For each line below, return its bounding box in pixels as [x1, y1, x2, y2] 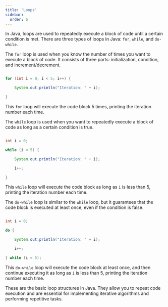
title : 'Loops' [5, 7, 37, 13]
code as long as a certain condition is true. [5, 124, 94, 130]
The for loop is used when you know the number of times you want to [5, 51, 151, 57]
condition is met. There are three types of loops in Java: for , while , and [5, 36, 154, 42]
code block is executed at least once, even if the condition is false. [5, 204, 144, 210]
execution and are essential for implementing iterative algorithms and [5, 290, 149, 296]
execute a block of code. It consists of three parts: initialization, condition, [5, 57, 159, 63]
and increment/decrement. [5, 62, 61, 68]
